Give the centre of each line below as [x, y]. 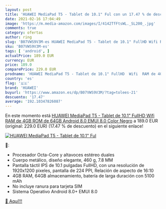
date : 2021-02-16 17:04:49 [33, 19]
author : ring [19, 38]
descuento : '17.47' [25, 97]
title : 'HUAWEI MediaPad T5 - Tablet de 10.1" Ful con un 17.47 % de [78, 14]
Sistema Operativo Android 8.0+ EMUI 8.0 [55, 192]
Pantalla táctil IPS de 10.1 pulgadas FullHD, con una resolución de [78, 166]
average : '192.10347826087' [34, 102]
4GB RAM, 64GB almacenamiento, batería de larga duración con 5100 [83, 176]
